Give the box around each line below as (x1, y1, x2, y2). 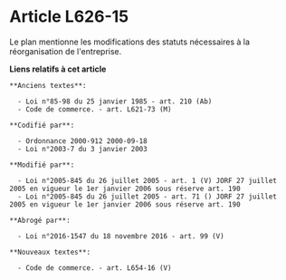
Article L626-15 (9, 6, 129, 27)
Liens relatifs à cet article (9, 63, 107, 74)
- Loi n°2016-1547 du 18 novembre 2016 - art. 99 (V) (17, 231, 224, 241)
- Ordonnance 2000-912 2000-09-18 (17, 136, 148, 146)
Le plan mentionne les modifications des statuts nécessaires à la (9, 36, 251, 47)
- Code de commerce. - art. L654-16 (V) (17, 263, 172, 273)
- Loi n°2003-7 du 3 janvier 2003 (17, 144, 148, 153)
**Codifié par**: (9, 121, 75, 130)
